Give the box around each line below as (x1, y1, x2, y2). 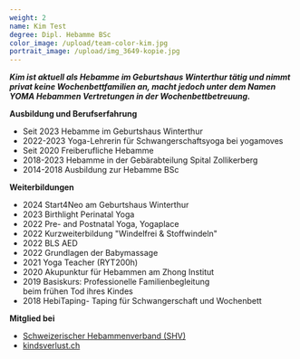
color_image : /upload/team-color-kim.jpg (9, 38, 169, 48)
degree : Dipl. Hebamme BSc (9, 30, 111, 39)
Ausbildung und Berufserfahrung (9, 109, 138, 119)
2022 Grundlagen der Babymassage (22, 248, 159, 259)
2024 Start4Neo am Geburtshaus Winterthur (22, 200, 189, 211)
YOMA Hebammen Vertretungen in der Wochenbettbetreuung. (9, 91, 251, 102)
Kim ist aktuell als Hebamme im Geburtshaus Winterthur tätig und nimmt (9, 71, 291, 82)
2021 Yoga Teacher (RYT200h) (22, 257, 139, 268)
